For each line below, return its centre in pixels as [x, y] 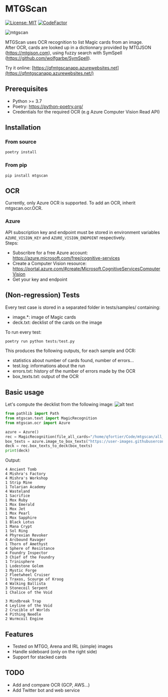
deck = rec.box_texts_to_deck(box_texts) [49, 446]
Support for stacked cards [39, 657]
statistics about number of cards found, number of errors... [73, 361]
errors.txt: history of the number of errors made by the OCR [74, 371]
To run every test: [23, 332]
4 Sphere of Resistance [30, 549]
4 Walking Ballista [25, 584]
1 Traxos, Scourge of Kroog [34, 579]
